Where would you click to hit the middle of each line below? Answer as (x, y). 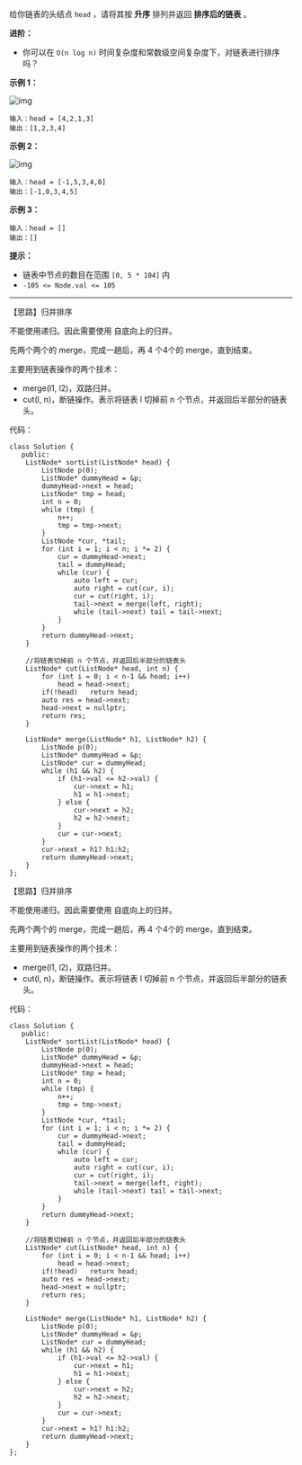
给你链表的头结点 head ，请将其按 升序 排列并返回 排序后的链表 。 (130, 14)
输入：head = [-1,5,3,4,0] (58, 182)
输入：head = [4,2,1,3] (52, 119)
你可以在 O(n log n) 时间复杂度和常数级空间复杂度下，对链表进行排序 (151, 52)
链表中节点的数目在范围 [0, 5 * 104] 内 (96, 275)
